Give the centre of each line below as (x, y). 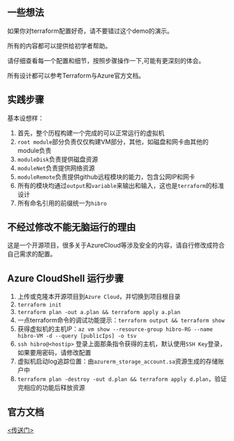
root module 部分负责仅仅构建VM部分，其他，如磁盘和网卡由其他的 (113, 142)
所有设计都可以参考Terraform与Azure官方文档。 (76, 75)
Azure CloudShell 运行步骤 (66, 278)
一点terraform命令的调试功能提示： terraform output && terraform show (121, 320)
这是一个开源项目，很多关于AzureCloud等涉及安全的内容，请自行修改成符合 (116, 245)
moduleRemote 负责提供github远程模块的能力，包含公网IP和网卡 (106, 177)
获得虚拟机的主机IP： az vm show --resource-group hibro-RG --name (115, 329)
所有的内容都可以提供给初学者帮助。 (59, 46)
